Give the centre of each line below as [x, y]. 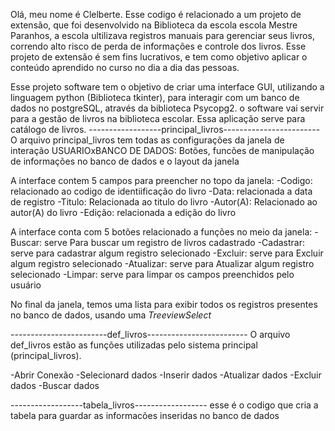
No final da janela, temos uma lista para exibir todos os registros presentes [164, 304]
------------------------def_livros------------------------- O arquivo [150, 334]
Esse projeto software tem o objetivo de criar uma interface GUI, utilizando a [167, 87]
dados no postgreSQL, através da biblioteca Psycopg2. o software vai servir [167, 108]
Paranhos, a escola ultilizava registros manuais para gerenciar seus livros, [162, 35]
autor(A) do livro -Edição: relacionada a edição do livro [123, 212]
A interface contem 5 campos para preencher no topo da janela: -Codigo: [161, 180]
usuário [26, 285]
